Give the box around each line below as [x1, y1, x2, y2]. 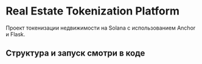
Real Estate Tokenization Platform [5, 4, 180, 18]
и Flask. [5, 30, 26, 37]
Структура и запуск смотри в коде [5, 48, 145, 59]
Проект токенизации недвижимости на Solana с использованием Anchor [5, 24, 196, 31]
